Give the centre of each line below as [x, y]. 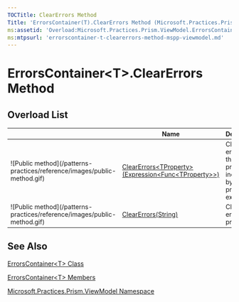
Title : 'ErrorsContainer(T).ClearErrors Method [79, 22]
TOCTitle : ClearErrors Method [52, 15]
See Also [27, 246]
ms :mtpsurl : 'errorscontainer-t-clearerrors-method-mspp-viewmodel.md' [116, 38]
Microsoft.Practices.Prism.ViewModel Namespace [81, 291]
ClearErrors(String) [150, 215]
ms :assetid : [25, 30]
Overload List [38, 115]
